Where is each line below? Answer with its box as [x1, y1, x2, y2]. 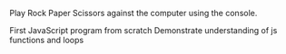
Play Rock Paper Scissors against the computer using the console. [9, 8, 258, 18]
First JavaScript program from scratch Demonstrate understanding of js [9, 25, 278, 35]
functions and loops [9, 35, 84, 45]
